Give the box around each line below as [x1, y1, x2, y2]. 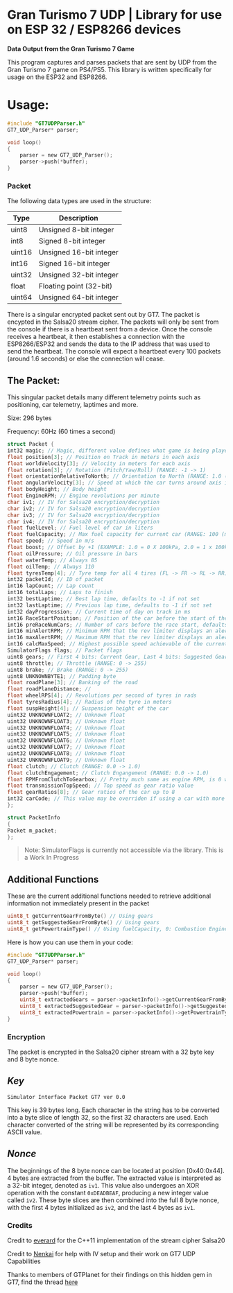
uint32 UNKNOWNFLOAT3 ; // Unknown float [7, 718, 126, 724]
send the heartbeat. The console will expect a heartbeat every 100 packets [7, 347, 221, 356]
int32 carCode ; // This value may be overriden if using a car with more [7, 795, 225, 802]
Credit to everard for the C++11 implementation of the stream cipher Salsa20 [7, 1236, 225, 1244]
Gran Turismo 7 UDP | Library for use [7, 7, 223, 23]
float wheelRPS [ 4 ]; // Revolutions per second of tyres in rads [7, 692, 197, 700]
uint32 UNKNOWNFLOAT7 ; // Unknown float [7, 744, 126, 751]
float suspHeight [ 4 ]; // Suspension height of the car [7, 704, 169, 712]
